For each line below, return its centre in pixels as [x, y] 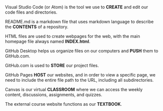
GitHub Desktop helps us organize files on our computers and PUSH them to [82, 51]
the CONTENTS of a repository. [37, 27]
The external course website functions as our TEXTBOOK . [64, 104]
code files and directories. [31, 12]
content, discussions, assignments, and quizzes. [54, 95]
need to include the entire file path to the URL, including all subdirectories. [80, 80]
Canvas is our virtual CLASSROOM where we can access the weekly [74, 89]
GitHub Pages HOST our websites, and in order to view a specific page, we [80, 75]
